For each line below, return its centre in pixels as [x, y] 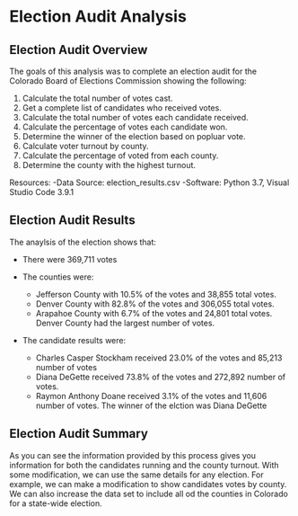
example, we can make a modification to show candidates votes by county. [148, 484]
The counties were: [58, 277]
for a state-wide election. [56, 503]
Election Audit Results [73, 221]
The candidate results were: [74, 340]
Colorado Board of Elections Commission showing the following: [128, 81]
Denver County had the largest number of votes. [125, 323]
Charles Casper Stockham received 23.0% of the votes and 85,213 [159, 358]
